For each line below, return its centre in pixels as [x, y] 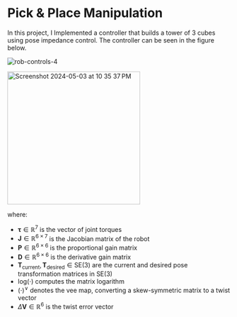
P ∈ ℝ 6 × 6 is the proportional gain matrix [77, 247]
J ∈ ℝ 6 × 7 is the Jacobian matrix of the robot [83, 238]
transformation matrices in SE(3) [65, 274]
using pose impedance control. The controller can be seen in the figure [111, 40]
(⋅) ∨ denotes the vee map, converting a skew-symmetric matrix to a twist [124, 290]
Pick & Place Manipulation [85, 13]
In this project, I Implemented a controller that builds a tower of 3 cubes [111, 33]
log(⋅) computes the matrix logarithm [71, 282]
